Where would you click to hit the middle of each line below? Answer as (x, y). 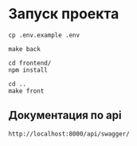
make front (26, 91)
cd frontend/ (30, 63)
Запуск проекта (64, 14)
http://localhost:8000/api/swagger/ (69, 134)
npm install (28, 70)
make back (25, 49)
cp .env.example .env (44, 35)
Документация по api (65, 115)
